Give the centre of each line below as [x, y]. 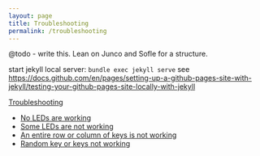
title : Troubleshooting [49, 23]
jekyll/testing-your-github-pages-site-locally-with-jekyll [102, 86]
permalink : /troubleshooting [58, 31]
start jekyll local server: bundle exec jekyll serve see [99, 70]
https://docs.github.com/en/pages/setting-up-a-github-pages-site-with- [130, 78]
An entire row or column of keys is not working [98, 135]
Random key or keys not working [75, 144]
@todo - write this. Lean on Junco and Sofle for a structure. [108, 54]
